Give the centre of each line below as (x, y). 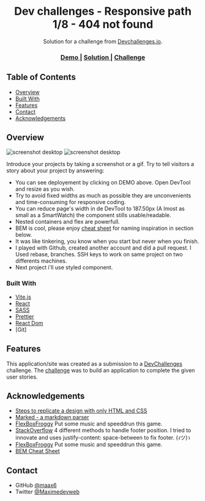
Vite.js (23, 297)
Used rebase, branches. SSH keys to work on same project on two (99, 254)
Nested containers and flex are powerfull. (68, 222)
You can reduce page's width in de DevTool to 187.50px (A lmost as (100, 209)
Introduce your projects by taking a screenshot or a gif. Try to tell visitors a (100, 164)
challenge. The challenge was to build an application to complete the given (101, 370)
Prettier (24, 316)
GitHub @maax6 (36, 485)
